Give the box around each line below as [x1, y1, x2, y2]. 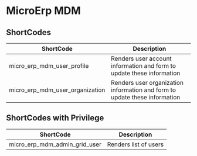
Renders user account [111, 54, 172, 63]
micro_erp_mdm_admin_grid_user [9, 140, 101, 148]
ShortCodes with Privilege [6, 113, 104, 123]
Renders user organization [111, 79, 184, 86]
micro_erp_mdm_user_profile [9, 62, 89, 70]
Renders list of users [107, 140, 164, 148]
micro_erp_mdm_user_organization [9, 86, 106, 94]
